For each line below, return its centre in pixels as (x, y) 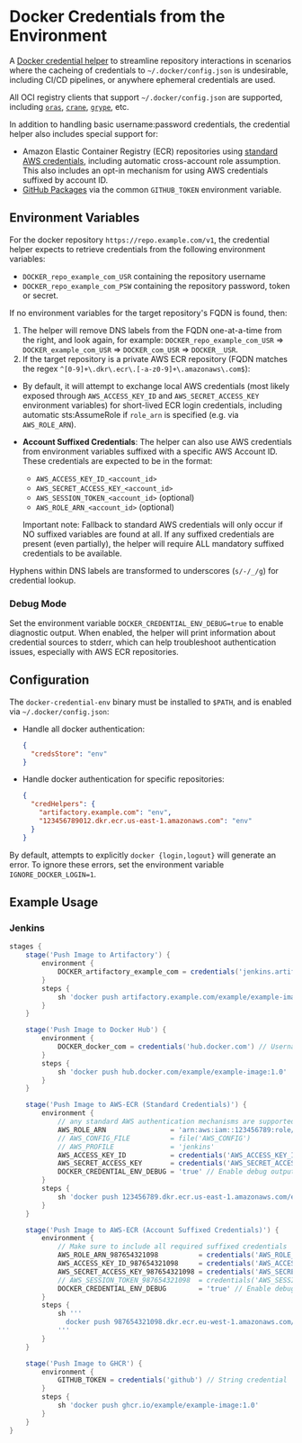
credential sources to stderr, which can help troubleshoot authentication (143, 642)
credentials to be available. (72, 553)
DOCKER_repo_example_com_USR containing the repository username (144, 276)
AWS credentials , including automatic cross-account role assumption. (151, 160)
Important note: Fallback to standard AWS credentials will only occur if (152, 524)
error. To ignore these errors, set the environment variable (117, 864)
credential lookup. (43, 580)
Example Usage (54, 903)
